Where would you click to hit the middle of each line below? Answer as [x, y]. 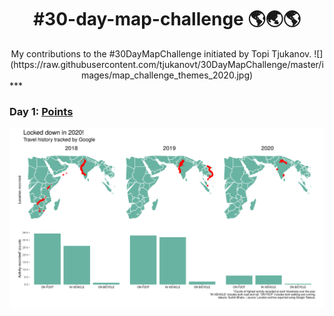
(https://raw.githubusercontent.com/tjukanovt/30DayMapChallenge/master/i [167, 64]
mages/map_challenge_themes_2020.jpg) [167, 75]
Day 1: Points [41, 111]
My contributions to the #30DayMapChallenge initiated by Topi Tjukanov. [161, 53]
